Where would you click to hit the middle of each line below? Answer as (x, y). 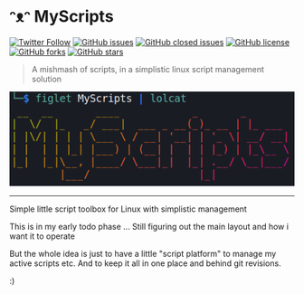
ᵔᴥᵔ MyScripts (62, 17)
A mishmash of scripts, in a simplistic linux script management (148, 69)
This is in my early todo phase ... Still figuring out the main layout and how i (149, 226)
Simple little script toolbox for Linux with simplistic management (128, 209)
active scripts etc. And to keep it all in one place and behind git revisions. (146, 263)
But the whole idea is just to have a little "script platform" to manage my (143, 253)
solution (46, 79)
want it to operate (42, 236)
